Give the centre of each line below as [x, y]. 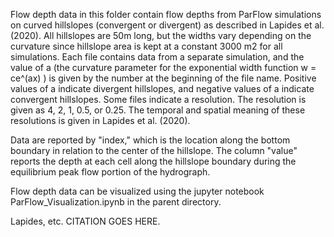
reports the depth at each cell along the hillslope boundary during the [153, 161]
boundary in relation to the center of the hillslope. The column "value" [154, 150]
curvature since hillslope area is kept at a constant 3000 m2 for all [146, 46]
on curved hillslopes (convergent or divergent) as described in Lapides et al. [167, 25]
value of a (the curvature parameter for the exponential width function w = [163, 67]
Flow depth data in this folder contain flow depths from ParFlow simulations [166, 14]
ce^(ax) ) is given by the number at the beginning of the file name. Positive [163, 78]
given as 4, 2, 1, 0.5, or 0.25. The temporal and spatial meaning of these [158, 110]
